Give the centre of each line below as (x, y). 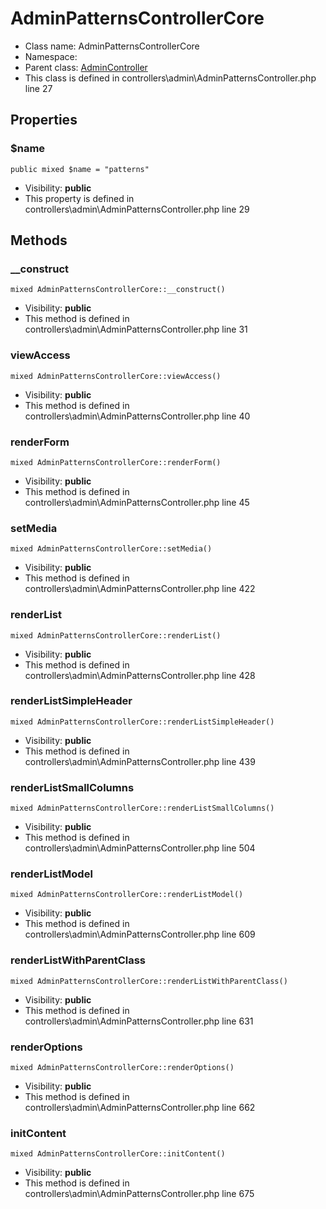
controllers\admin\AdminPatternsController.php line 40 (137, 416)
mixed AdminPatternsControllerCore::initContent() (118, 1154)
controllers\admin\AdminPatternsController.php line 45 (137, 502)
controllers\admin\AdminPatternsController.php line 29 (137, 209)
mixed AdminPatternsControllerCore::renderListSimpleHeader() (142, 722)
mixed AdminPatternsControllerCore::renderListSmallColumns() (142, 808)
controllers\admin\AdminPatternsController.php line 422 (140, 589)
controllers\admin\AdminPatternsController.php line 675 (139, 1194)
